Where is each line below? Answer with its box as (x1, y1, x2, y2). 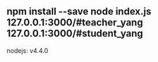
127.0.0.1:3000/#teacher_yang (6, 17, 143, 29)
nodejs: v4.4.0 (6, 46, 49, 55)
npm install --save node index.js (6, 6, 152, 18)
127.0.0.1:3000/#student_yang (6, 27, 144, 39)
